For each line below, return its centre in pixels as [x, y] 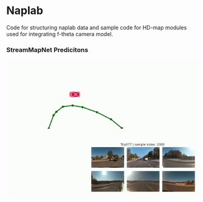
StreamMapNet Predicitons [47, 49]
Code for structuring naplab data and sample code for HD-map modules [97, 27]
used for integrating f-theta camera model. [60, 34]
